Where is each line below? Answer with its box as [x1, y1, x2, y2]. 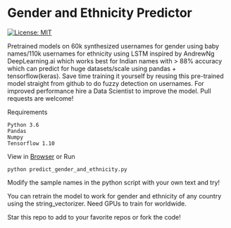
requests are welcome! [7, 94, 74, 103]
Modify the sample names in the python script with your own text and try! [7, 178, 220, 186]
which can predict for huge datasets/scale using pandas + [7, 64, 177, 72]
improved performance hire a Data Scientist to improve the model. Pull [7, 87, 211, 95]
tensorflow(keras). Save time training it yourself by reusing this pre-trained [7, 72, 224, 80]
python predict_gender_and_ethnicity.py [7, 165, 128, 173]
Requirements [7, 108, 48, 116]
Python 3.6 [7, 121, 39, 128]
